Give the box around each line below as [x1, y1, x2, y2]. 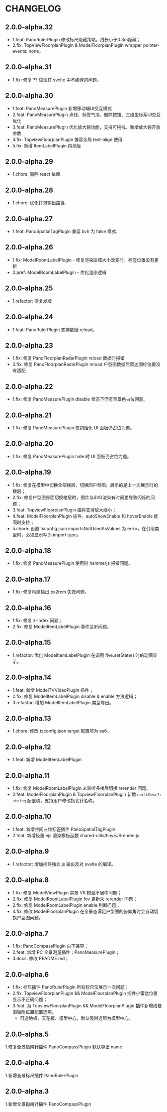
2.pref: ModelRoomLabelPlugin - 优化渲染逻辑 [12, 269, 107, 275]
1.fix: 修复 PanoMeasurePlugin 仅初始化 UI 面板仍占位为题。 [12, 424, 135, 431]
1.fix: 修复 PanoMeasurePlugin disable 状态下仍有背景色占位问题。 [12, 396, 148, 402]
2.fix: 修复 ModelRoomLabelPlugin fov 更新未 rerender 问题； [12, 896, 138, 902]
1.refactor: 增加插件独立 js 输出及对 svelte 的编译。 [12, 861, 116, 867]
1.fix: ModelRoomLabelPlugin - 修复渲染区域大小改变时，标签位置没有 [12, 257, 155, 263]
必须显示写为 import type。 [25, 531, 81, 538]
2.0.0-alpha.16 [5, 604, 51, 612]
